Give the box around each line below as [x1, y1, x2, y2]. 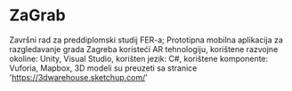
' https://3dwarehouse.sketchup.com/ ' [9, 72, 149, 82]
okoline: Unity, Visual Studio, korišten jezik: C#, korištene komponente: [9, 53, 269, 64]
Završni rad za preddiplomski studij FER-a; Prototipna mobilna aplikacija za [9, 34, 283, 45]
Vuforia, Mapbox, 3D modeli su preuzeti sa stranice [9, 63, 198, 73]
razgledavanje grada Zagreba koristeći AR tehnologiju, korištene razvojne [9, 43, 279, 54]
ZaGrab [9, 5, 66, 26]
